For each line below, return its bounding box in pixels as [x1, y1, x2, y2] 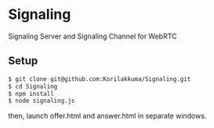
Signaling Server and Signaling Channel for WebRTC [8, 31, 178, 41]
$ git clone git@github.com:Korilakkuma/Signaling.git [8, 75, 191, 83]
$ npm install [8, 90, 55, 97]
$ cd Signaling [8, 82, 58, 90]
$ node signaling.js [8, 97, 76, 105]
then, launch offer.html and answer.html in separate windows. [8, 112, 207, 121]
